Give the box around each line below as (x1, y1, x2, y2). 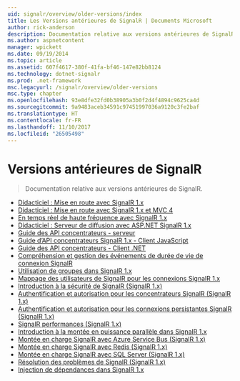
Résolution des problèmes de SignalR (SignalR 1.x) (17, 358, 166, 367)
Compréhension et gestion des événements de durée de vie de (17, 252, 204, 260)
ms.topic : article (7, 57, 62, 64)
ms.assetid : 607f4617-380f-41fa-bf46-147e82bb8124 (7, 64, 161, 71)
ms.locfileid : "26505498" (7, 130, 84, 137)
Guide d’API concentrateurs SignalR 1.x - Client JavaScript (17, 237, 189, 245)
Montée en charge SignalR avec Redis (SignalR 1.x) (17, 342, 168, 351)
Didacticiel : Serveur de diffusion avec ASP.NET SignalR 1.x (17, 221, 191, 229)
